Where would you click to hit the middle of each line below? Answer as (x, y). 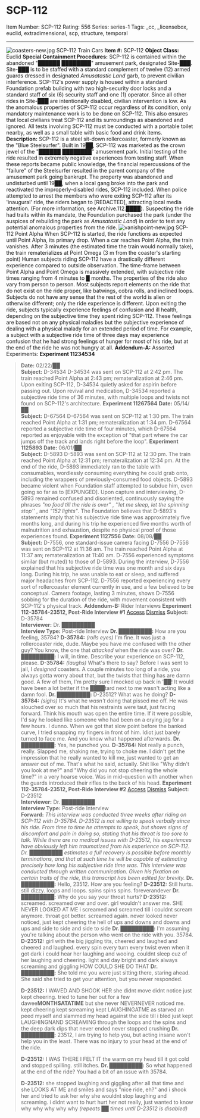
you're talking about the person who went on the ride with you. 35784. (107, 935)
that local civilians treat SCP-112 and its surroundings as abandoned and (95, 120)
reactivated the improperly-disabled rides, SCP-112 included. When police (97, 189)
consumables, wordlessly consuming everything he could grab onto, (105, 473)
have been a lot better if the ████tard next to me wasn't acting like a (106, 688)
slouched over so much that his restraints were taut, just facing (98, 707)
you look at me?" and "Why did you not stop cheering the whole (99, 770)
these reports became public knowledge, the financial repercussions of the (98, 164)
